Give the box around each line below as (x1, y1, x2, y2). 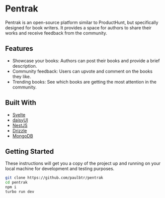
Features (5, 44, 33, 53)
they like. (12, 73, 31, 80)
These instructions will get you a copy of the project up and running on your (5, 160, 161, 167)
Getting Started (5, 147, 54, 156)
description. (12, 63, 37, 69)
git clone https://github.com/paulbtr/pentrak (5, 175, 103, 181)
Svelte (12, 111, 26, 117)
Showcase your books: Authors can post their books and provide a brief (12, 58, 160, 64)
